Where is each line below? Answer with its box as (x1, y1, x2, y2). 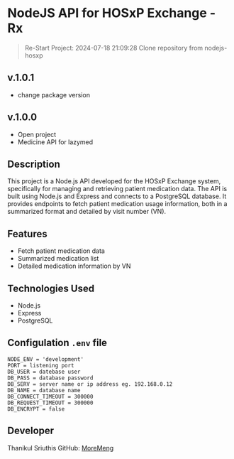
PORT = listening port (7, 362, 74, 369)
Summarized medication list (17, 254, 99, 263)
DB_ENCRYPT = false (7, 405, 65, 413)
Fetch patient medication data (17, 247, 105, 255)
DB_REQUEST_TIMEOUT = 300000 (7, 399, 94, 406)
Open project (17, 130, 57, 139)
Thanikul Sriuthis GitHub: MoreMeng (7, 443, 114, 452)
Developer (7, 425, 55, 437)
